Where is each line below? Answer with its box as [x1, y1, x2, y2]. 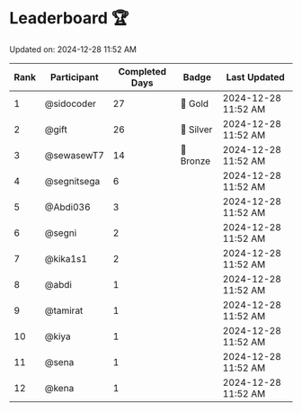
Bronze [180, 155, 211, 167]
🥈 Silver [180, 123, 213, 136]
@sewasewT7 [44, 148, 105, 161]
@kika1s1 [44, 252, 88, 264]
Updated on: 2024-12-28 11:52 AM [9, 43, 138, 55]
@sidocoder [44, 97, 97, 110]
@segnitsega [44, 175, 101, 187]
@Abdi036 [44, 201, 92, 213]
